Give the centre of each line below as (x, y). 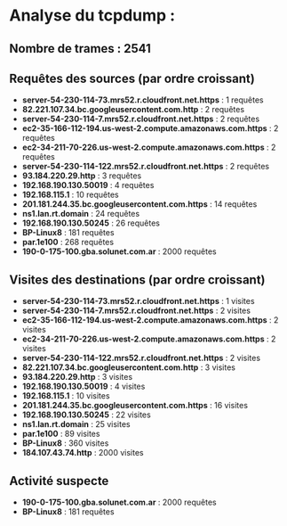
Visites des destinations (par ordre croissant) (137, 279)
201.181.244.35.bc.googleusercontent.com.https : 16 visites (135, 406)
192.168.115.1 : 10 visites (66, 396)
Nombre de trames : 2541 (80, 49)
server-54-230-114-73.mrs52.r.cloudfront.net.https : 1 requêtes (143, 100)
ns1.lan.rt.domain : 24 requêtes (81, 214)
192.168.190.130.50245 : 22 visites (86, 415)
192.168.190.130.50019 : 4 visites (84, 386)
